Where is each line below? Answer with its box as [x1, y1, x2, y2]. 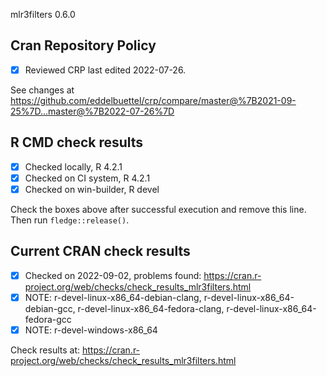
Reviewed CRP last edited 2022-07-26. [24, 64, 187, 76]
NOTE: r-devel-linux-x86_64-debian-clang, [24, 291, 202, 303]
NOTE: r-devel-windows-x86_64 [24, 324, 158, 336]
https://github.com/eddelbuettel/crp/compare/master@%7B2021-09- [10, 94, 297, 106]
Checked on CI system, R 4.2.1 [24, 172, 151, 184]
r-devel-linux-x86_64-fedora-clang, [77, 302, 225, 314]
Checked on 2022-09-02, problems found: [24, 269, 202, 281]
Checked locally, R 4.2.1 [24, 160, 123, 173]
